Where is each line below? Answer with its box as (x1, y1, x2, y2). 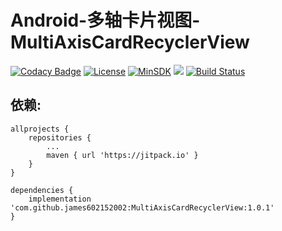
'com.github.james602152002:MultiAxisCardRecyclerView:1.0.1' (10, 202, 275, 213)
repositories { (28, 132, 92, 143)
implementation (28, 194, 92, 204)
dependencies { (10, 185, 74, 195)
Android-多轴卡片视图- (10, 9, 201, 32)
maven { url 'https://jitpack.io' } (46, 150, 199, 160)
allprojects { (10, 124, 70, 134)
